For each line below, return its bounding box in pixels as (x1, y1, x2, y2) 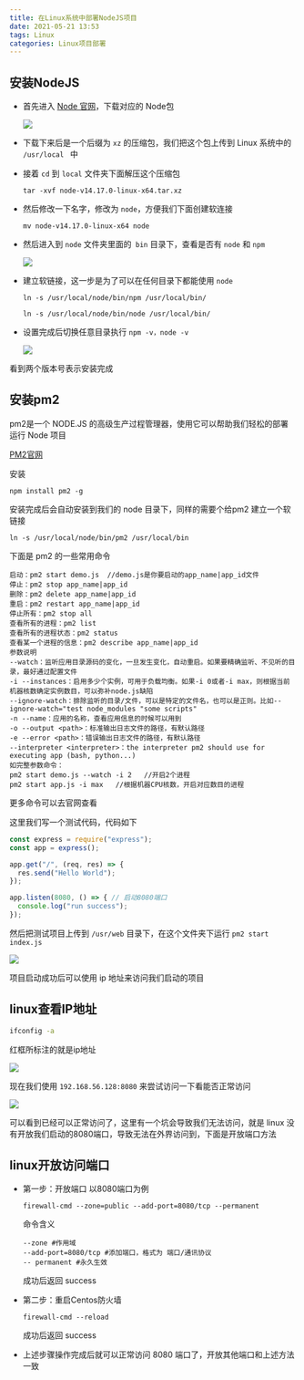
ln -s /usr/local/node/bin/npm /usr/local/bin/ (22, 294, 207, 303)
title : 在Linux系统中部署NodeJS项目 (9, 13, 137, 23)
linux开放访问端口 (9, 1157, 110, 1173)
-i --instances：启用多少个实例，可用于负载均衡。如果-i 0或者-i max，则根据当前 (9, 677, 290, 686)
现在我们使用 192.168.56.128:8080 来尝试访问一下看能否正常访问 (9, 1080, 251, 1091)
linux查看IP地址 (9, 1001, 97, 1017)
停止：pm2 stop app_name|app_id (9, 580, 128, 589)
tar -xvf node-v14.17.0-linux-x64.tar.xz (22, 186, 182, 196)
